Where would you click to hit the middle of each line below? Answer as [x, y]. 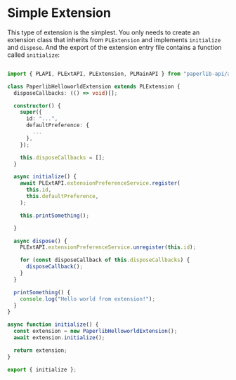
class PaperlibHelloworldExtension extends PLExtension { [94, 86]
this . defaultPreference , [62, 197]
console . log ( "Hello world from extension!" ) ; [88, 299]
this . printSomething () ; [55, 216]
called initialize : [34, 55]
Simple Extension [59, 13]
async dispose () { [41, 241]
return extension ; [41, 350]
